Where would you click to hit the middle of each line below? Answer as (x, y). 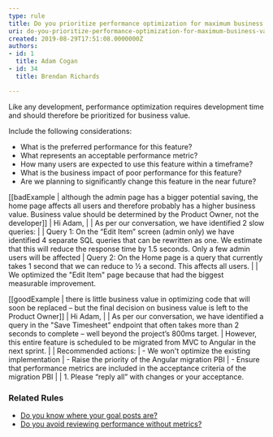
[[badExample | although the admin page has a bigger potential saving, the (133, 197)
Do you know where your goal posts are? (89, 415)
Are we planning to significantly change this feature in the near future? (138, 181)
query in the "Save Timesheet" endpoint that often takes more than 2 (124, 325)
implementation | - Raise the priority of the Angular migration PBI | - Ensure (134, 359)
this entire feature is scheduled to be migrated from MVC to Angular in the (132, 342)
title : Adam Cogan (47, 62)
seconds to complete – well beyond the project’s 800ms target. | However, (133, 333)
